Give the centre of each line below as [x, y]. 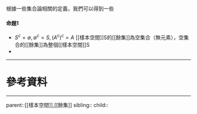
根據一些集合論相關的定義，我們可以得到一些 [60, 8]
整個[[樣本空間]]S [69, 44]
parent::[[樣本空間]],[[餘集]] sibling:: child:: [57, 105]
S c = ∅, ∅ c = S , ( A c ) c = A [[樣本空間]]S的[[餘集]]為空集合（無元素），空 [99, 37]
